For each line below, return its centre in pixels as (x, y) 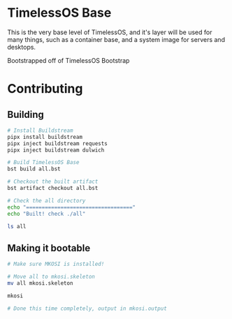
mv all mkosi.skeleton (40, 283)
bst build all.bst (34, 169)
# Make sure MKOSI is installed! (56, 264)
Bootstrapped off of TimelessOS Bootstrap (68, 60)
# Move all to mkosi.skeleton (51, 277)
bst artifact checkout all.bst (53, 188)
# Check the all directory (46, 200)
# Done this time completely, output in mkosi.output (87, 309)
